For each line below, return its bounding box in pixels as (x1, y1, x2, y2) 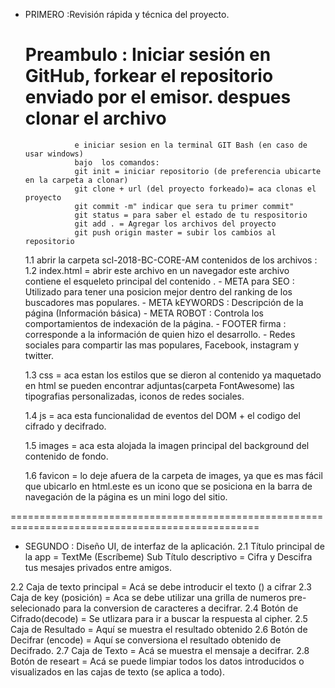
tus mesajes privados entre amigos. (24, 561, 172, 573)
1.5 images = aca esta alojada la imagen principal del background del (24, 439, 310, 451)
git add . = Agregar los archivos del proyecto (74, 219, 277, 229)
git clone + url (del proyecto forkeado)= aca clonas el (74, 184, 317, 194)
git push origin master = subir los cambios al (74, 227, 277, 238)
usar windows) (24, 149, 84, 159)
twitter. (24, 349, 55, 361)
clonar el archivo (24, 107, 167, 130)
